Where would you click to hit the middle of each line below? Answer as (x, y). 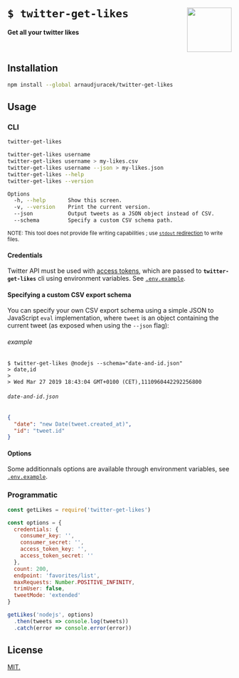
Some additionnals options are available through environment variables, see (118, 469)
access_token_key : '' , (54, 549)
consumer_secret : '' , (52, 543)
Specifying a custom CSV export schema (69, 294)
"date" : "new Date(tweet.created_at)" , (73, 424)
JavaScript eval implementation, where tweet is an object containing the (113, 318)
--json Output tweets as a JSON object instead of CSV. (114, 214)
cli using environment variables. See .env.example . (112, 279)
